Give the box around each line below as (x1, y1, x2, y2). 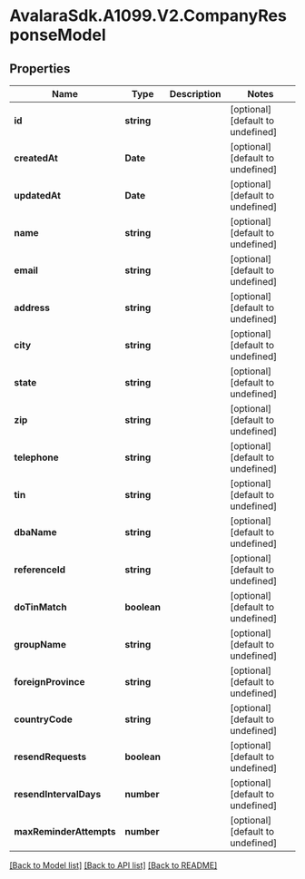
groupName (14, 639, 66, 650)
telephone (14, 451, 59, 464)
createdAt (14, 151, 59, 164)
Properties (9, 61, 71, 76)
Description (169, 88, 221, 100)
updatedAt (14, 190, 62, 201)
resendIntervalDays (14, 788, 102, 800)
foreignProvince (14, 676, 85, 688)
